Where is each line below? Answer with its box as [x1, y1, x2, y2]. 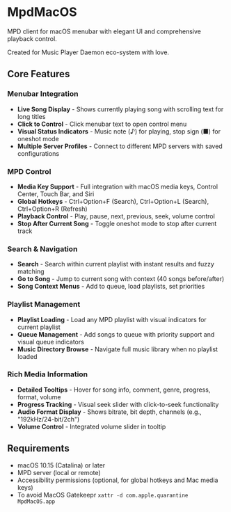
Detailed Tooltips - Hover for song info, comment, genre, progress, [17, 385, 211, 394]
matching [17, 267, 45, 275]
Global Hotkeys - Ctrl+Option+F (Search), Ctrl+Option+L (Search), [17, 197, 209, 205]
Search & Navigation [7, 244, 78, 254]
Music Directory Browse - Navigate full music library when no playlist [17, 345, 218, 353]
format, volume [17, 392, 61, 401]
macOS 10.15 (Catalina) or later [17, 461, 106, 470]
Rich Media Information [7, 369, 88, 379]
